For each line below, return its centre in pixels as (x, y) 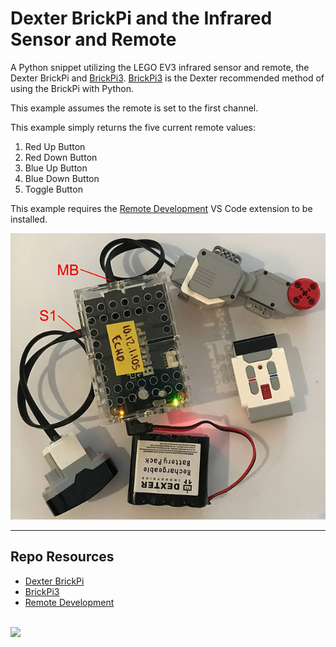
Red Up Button (55, 146)
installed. (29, 219)
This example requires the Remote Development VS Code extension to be (161, 208)
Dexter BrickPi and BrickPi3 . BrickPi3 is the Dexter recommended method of (167, 78)
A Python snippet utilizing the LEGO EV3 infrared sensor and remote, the (160, 67)
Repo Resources (62, 557)
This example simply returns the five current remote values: (133, 127)
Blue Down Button (62, 178)
